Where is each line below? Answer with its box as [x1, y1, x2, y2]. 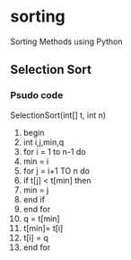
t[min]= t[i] [22, 222, 64, 233]
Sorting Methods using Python [10, 36, 123, 47]
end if [22, 193, 46, 204]
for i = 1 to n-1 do [22, 146, 86, 157]
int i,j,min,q [22, 137, 65, 148]
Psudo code [10, 89, 64, 102]
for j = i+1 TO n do [22, 165, 91, 176]
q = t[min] [22, 213, 61, 224]
